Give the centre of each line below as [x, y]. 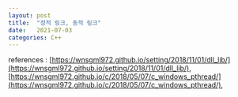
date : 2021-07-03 [40, 30]
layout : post [30, 15]
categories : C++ [35, 37]
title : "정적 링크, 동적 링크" [55, 23]
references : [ [30, 60]
